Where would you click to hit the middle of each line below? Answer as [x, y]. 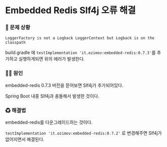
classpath [16, 43]
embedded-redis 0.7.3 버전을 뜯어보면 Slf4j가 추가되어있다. [64, 85]
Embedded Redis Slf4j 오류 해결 [71, 10]
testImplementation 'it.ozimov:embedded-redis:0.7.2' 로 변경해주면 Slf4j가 [84, 133]
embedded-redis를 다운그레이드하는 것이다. [49, 122]
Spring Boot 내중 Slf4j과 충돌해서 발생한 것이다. [52, 96]
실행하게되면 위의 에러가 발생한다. [51, 59]
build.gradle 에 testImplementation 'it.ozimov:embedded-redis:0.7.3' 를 [80, 53]
